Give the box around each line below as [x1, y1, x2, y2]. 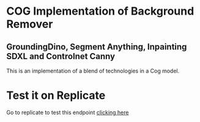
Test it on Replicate [6, 88, 106, 102]
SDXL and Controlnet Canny [6, 51, 115, 62]
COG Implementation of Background [6, 4, 194, 18]
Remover [6, 17, 53, 31]
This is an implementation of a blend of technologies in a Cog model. [6, 67, 180, 74]
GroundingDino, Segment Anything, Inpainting [6, 41, 187, 52]
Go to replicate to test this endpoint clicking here [6, 109, 129, 116]
